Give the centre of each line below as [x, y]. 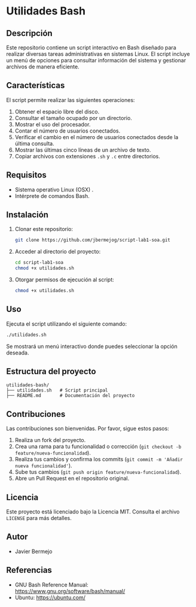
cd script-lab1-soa [39, 263]
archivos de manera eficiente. [43, 67]
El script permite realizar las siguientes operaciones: [71, 100]
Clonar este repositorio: [44, 229]
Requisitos [26, 175]
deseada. [18, 353]
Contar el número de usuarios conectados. [68, 131]
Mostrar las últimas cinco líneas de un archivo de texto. [83, 150]
